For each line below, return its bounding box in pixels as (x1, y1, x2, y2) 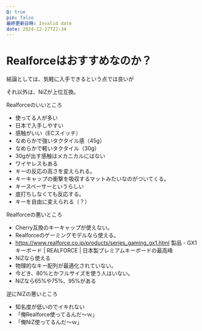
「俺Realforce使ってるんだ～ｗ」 (15, 311, 98, 318)
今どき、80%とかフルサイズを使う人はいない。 (15, 269, 134, 277)
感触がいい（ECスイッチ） (15, 129, 82, 137)
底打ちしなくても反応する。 (15, 190, 85, 198)
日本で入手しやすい (15, 122, 64, 129)
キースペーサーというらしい (15, 183, 84, 190)
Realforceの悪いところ (6, 211, 63, 218)
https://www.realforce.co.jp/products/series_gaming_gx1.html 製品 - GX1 (15, 239, 197, 247)
